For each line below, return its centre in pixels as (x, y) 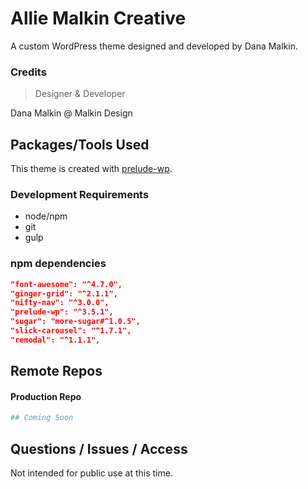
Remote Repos (56, 371)
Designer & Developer (80, 94)
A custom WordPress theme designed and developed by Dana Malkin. (154, 46)
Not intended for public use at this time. (91, 473)
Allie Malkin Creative (98, 18)
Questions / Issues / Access (99, 448)
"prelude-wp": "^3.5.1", (62, 312)
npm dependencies (58, 264)
